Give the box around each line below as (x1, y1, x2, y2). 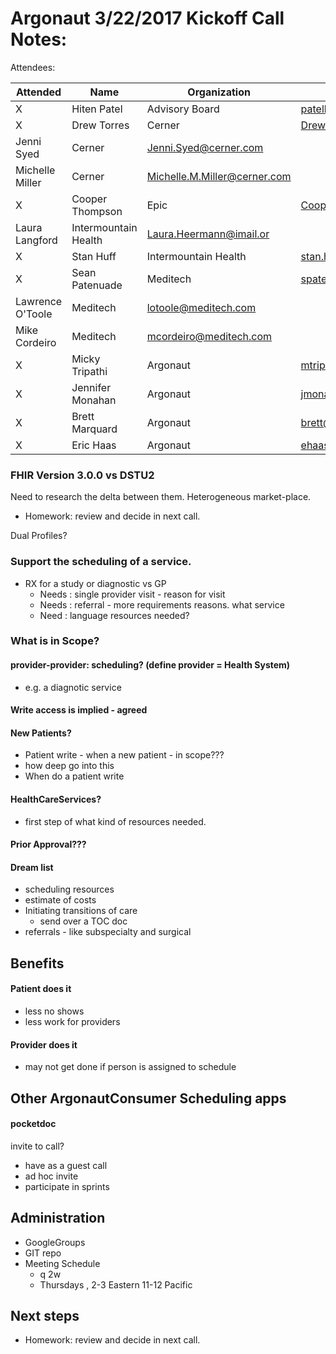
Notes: (10, 28, 68, 51)
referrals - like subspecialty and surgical (24, 926, 192, 938)
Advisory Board (146, 102, 220, 116)
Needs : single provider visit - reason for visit (39, 588, 226, 600)
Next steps (10, 1308, 80, 1325)
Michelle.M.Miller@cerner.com (146, 169, 292, 183)
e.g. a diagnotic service (24, 681, 122, 693)
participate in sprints (24, 1180, 110, 1192)
